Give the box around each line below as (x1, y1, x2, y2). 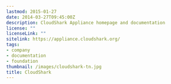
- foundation (6, 58, 38, 64)
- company (6, 47, 31, 53)
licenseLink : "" (6, 31, 46, 37)
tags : (6, 42, 20, 48)
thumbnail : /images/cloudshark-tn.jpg (6, 63, 102, 70)
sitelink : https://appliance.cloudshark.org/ (6, 36, 120, 42)
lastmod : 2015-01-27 (6, 8, 57, 15)
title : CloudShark (6, 69, 51, 75)
